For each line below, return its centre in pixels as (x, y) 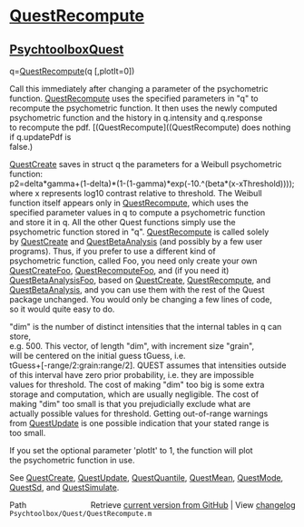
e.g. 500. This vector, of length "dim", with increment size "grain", (132, 346)
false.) (21, 147)
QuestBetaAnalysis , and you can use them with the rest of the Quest (137, 290)
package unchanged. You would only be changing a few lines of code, (141, 299)
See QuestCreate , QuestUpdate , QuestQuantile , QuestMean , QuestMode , (147, 477)
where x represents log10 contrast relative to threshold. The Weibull (136, 193)
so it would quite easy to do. (62, 309)
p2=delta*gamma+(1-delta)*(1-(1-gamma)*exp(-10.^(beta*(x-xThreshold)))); (152, 184)
